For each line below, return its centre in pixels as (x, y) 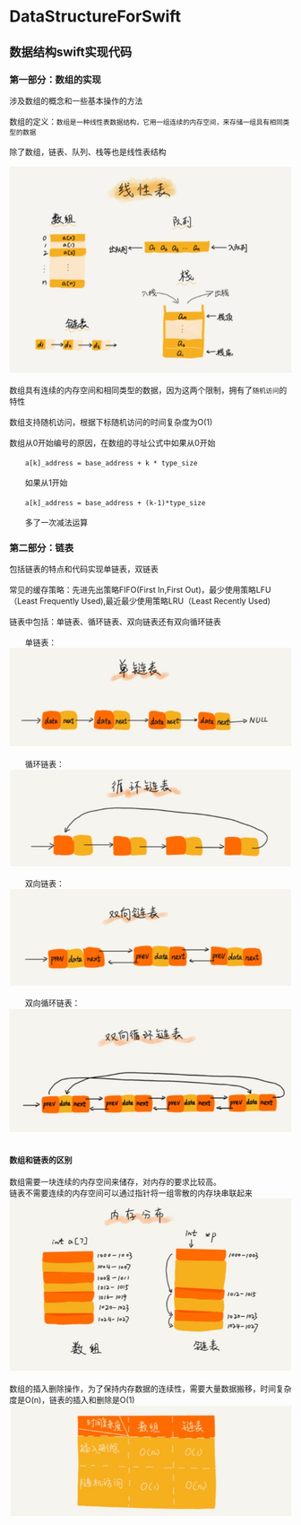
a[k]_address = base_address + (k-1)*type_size (116, 503)
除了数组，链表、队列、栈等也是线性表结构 (88, 152)
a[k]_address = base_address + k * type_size (112, 463)
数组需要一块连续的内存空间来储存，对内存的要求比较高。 (115, 1181)
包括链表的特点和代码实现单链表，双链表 (84, 569)
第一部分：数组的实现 (55, 80)
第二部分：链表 (42, 547)
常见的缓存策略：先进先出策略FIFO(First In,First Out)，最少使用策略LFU (140, 589)
